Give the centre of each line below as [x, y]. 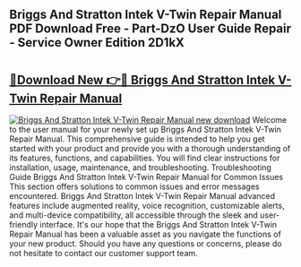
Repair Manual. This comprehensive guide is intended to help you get [138, 139]
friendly [24, 224]
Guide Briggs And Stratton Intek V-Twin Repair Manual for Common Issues [146, 177]
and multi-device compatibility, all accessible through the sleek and [133, 215]
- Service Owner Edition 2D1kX [97, 43]
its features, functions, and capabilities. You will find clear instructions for [145, 158]
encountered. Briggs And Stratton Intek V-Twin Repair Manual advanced [142, 196]
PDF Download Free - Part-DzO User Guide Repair [150, 29]
